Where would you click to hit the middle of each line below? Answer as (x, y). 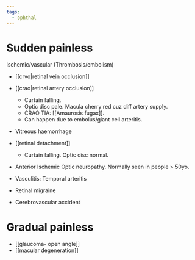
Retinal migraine (35, 190)
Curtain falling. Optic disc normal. (66, 155)
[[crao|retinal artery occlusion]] (55, 88)
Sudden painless (50, 48)
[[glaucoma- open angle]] (48, 244)
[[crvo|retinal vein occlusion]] (52, 76)
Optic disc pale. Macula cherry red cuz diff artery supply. (96, 107)
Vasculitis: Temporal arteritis (51, 179)
